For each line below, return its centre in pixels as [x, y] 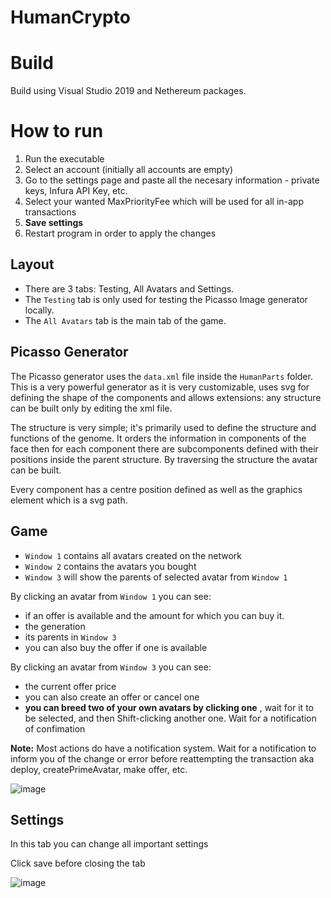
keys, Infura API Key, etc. [76, 191]
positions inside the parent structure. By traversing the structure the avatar [164, 459]
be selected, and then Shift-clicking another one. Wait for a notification [170, 718]
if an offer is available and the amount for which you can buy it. [154, 615]
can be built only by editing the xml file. [91, 408]
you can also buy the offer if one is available [116, 647]
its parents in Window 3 [70, 637]
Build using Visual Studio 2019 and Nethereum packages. [128, 91]
